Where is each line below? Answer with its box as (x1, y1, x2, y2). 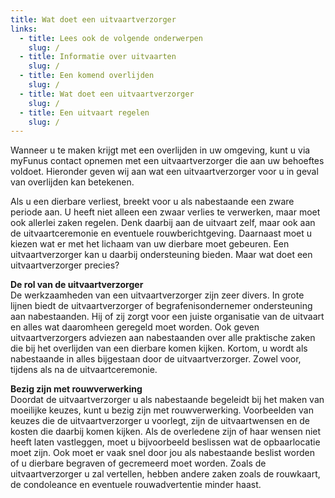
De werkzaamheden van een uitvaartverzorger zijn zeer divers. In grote (10, 289, 305, 301)
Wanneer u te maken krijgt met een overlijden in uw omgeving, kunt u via (10, 144, 311, 156)
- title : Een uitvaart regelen (19, 107, 150, 118)
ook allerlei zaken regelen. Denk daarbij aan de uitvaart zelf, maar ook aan (10, 217, 316, 229)
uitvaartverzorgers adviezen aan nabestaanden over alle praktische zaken (10, 332, 316, 344)
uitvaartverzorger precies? (10, 259, 120, 271)
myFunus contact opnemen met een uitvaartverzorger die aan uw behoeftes (10, 155, 325, 167)
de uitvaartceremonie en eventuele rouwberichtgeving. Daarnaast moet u (10, 227, 313, 240)
